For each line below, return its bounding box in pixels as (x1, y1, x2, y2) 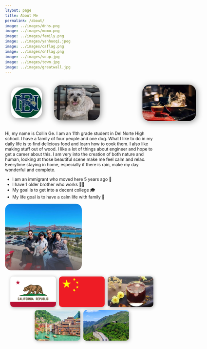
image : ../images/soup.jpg (5, 54, 60, 59)
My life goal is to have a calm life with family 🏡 (12, 194, 105, 200)
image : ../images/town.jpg (5, 59, 60, 65)
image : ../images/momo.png (5, 28, 60, 34)
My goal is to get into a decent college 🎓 (12, 187, 96, 193)
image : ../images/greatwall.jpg (5, 65, 71, 69)
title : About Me (5, 13, 38, 18)
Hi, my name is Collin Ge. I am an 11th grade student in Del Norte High (5, 131, 145, 136)
